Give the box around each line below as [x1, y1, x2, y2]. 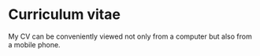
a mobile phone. [8, 39, 61, 49]
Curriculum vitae [8, 6, 121, 24]
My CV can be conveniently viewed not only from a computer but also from [8, 32, 252, 41]
